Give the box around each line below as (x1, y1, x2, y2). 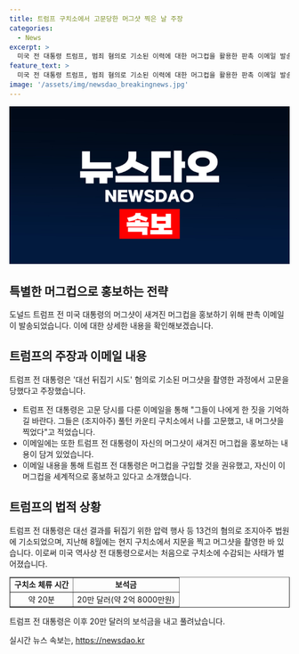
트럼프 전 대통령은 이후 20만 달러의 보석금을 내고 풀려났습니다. (9, 616, 225, 627)
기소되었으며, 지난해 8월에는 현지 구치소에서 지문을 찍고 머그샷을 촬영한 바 (18, 535, 276, 547)
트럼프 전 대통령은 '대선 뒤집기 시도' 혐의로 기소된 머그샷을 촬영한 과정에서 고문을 (9, 374, 289, 385)
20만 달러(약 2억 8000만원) (77, 593, 175, 605)
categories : (9, 23, 53, 33)
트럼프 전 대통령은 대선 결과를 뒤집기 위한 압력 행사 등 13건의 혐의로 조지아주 (9, 525, 273, 535)
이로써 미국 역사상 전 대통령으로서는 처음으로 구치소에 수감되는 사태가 (35, 547, 276, 558)
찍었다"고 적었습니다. (21, 426, 96, 437)
